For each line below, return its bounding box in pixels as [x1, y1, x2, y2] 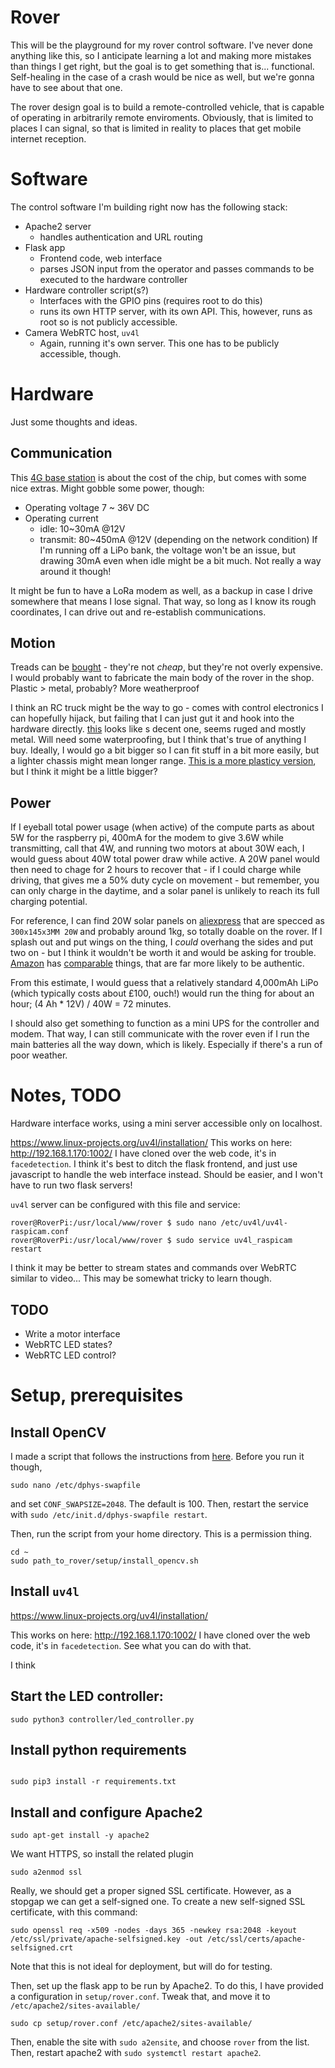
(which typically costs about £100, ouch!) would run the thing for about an [10, 987, 315, 1000]
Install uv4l [10, 1583, 80, 1600]
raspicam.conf [10, 1227, 70, 1237]
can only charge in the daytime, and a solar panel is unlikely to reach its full [10, 885, 320, 897]
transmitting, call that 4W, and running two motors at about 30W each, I [10, 842, 305, 855]
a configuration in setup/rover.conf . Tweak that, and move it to [10, 1991, 271, 2003]
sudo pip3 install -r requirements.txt [10, 1777, 177, 1787]
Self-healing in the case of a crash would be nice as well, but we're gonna [10, 71, 315, 83]
